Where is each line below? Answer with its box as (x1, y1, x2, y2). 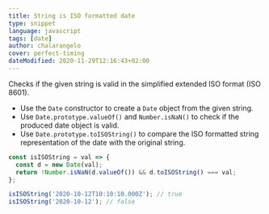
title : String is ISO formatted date (8, 11, 136, 20)
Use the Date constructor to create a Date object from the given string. (19, 103, 254, 113)
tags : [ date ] (8, 34, 53, 43)
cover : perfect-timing (8, 49, 85, 57)
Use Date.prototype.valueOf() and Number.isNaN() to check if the (19, 111, 240, 121)
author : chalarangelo (8, 42, 82, 50)
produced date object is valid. (19, 120, 120, 130)
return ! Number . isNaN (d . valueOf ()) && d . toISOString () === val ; (15, 168, 237, 176)
